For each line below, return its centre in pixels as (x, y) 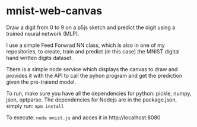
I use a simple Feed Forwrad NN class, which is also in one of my (85, 45)
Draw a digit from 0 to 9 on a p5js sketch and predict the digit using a (91, 27)
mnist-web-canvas (54, 11)
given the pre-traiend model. (41, 82)
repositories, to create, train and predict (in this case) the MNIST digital (93, 51)
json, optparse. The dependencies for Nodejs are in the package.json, (92, 100)
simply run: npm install (35, 106)
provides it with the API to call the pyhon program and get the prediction (94, 75)
